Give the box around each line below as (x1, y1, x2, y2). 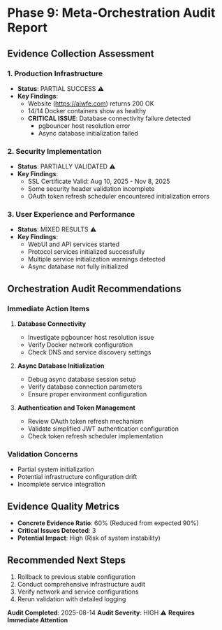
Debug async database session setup (27, 375, 136, 384)
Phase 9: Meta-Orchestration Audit (7, 5, 216, 21)
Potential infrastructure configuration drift (17, 473, 138, 481)
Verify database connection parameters (27, 382, 142, 391)
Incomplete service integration (17, 480, 106, 489)
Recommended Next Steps (7, 554, 126, 566)
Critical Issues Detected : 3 (17, 527, 96, 535)
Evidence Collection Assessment (7, 48, 155, 59)
